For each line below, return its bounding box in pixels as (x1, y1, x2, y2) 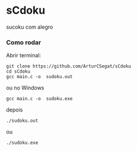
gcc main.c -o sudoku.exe (6, 96, 73, 102)
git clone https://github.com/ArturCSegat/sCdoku (6, 63, 132, 69)
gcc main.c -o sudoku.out (6, 74, 73, 80)
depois (6, 106, 23, 113)
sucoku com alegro (6, 23, 53, 30)
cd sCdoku (6, 69, 31, 75)
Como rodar (6, 38, 42, 47)
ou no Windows (6, 84, 44, 91)
